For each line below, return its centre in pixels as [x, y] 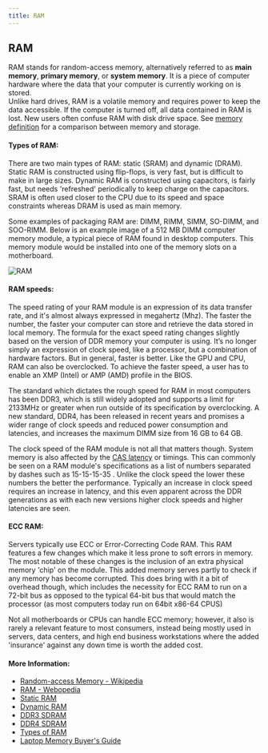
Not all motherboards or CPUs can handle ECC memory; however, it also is [131, 620]
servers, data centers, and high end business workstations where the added [134, 637]
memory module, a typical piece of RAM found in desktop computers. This [131, 238]
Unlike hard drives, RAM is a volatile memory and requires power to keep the [134, 102]
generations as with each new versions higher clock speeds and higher [126, 499]
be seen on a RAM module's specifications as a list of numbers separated [130, 465]
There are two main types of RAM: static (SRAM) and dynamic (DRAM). [126, 163]
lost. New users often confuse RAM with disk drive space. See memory [126, 119]
